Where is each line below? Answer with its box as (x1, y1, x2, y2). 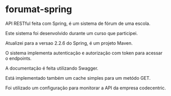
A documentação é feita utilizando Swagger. (5, 65, 99, 71)
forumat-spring (5, 4, 72, 15)
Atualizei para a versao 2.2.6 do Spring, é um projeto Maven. (5, 40, 133, 46)
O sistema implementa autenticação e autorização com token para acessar (5, 50, 163, 56)
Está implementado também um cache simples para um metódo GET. (5, 75, 151, 81)
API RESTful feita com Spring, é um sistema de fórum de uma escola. (5, 20, 151, 26)
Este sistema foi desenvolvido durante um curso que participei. (5, 30, 138, 36)
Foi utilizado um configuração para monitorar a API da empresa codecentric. (5, 85, 166, 91)
